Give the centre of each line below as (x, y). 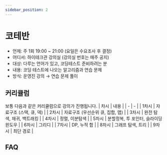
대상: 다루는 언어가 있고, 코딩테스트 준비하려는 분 (60, 63)
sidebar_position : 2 (27, 10)
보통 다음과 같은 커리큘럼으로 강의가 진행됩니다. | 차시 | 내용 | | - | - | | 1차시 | (80, 106)
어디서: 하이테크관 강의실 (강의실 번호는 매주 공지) (61, 57)
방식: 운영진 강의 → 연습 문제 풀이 (45, 76)
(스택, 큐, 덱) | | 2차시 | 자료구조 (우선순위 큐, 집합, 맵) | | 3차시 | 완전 (85, 112)
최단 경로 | (23, 131)
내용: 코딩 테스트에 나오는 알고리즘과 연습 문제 (57, 69)
